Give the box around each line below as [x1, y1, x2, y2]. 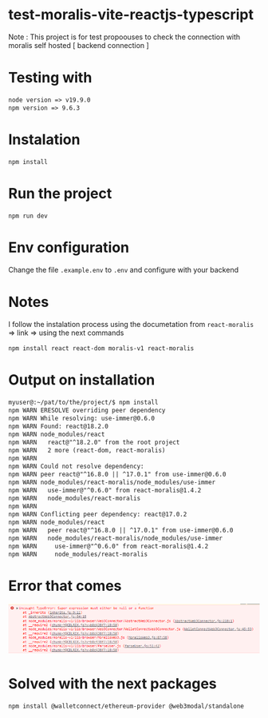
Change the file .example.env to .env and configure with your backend [8, 265, 239, 274]
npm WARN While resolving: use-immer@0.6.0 [8, 414, 156, 422]
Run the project [8, 185, 112, 202]
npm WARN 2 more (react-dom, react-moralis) [8, 446, 166, 454]
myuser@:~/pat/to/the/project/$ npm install [8, 398, 159, 406]
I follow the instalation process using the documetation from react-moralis [8, 319, 254, 329]
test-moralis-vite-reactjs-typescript [8, 6, 254, 24]
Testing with [8, 69, 93, 87]
